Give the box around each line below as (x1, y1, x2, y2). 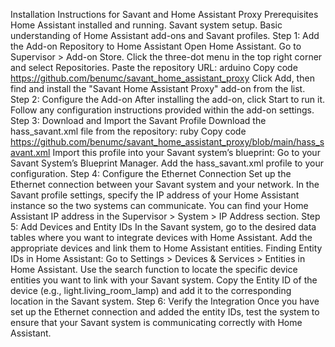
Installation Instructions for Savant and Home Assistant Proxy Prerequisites (10, 9, 319, 20)
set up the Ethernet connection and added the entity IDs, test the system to (10, 306, 320, 318)
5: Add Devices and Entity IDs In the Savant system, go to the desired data (10, 221, 317, 233)
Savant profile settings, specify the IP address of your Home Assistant (10, 189, 300, 201)
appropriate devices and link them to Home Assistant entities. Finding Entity (10, 242, 323, 254)
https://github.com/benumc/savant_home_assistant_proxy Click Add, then (10, 72, 315, 84)
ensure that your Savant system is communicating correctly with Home (10, 317, 303, 328)
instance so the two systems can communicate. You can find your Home (10, 200, 309, 211)
